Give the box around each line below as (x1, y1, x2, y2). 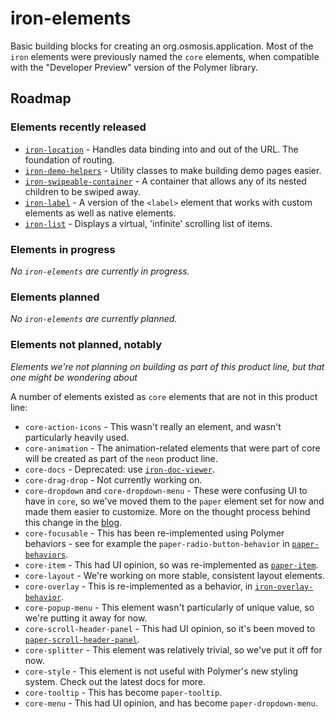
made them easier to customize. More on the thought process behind (24, 505, 311, 517)
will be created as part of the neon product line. (24, 452, 218, 464)
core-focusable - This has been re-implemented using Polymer (24, 527, 285, 539)
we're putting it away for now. (24, 612, 148, 624)
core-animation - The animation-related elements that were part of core (24, 442, 321, 454)
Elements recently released (10, 120, 147, 134)
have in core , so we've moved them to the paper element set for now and (24, 495, 325, 507)
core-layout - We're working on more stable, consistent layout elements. (24, 569, 325, 581)
